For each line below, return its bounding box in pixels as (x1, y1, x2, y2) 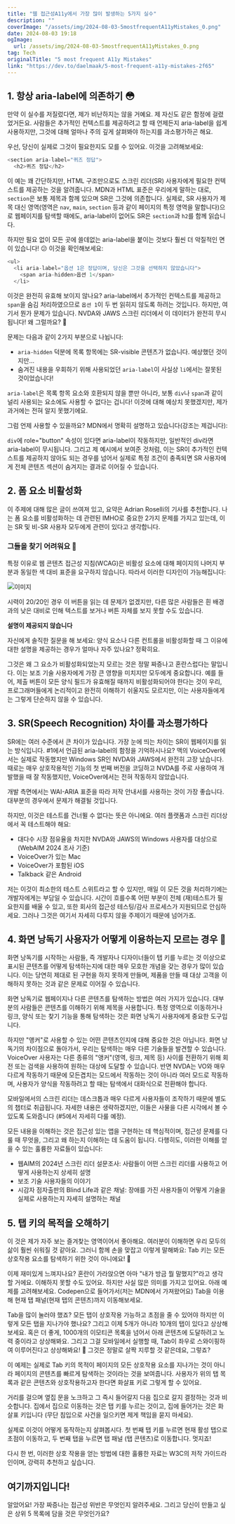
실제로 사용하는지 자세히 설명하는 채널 (17, 1194, 121, 1203)
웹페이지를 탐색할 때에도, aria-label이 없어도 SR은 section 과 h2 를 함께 (14, 212, 207, 220)
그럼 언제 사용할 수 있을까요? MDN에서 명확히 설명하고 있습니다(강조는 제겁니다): (7, 421, 228, 429)
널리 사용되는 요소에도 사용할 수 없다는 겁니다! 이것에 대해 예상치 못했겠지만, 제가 (7, 397, 228, 406)
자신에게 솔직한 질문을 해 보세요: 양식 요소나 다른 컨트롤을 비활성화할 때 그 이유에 (7, 636, 228, 644)
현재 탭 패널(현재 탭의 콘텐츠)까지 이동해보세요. (14, 1296, 143, 1304)
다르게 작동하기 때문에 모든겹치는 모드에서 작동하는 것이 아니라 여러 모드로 (7, 1071, 210, 1079)
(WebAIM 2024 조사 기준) (17, 843, 90, 852)
